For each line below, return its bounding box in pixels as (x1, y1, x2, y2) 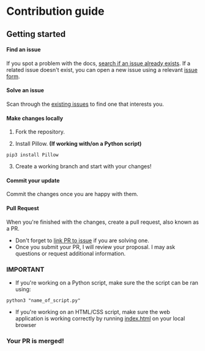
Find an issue (6, 46, 41, 53)
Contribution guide (6, 4, 105, 18)
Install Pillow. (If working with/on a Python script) (15, 140, 142, 148)
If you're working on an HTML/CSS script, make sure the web (15, 308, 170, 315)
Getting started (6, 29, 66, 39)
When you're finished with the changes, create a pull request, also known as (6, 218, 199, 226)
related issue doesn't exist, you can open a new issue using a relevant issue (6, 66, 198, 73)
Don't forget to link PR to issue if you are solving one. (15, 237, 150, 244)
